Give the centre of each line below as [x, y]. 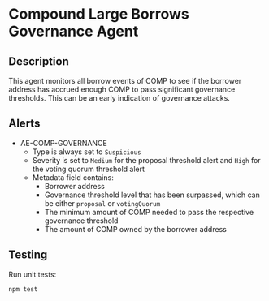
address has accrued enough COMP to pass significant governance [122, 89]
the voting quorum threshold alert [88, 169]
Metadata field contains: [73, 177]
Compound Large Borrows [99, 14]
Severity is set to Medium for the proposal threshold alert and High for [147, 160]
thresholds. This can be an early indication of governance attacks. [119, 98]
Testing [28, 255]
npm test [23, 289]
